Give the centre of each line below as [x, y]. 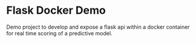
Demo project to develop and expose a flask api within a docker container [98, 27]
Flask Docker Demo [56, 10]
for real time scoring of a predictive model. [60, 33]
